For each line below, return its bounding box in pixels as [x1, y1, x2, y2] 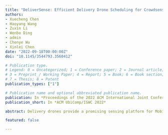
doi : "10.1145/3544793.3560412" [5, 53, 72, 59]
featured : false [5, 118, 39, 123]
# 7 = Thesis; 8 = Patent [5, 77, 59, 82]
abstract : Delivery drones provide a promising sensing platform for [5, 108, 153, 114]
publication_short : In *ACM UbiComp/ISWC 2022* [5, 99, 106, 105]
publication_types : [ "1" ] [5, 81, 59, 86]
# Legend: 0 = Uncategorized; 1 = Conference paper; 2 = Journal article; [5, 67, 164, 72]
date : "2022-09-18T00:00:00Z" [5, 49, 68, 54]
